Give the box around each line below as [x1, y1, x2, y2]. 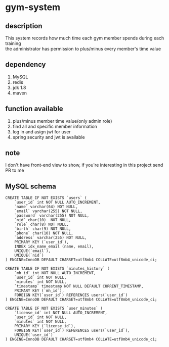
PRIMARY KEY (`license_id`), [14, 324, 76, 329]
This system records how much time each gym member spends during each [5, 35, 164, 41]
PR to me [5, 167, 24, 173]
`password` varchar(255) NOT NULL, [14, 213, 90, 218]
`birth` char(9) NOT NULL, [14, 226, 71, 231]
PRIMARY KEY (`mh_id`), [14, 288, 65, 293]
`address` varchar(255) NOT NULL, [14, 235, 87, 240]
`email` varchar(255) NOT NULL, [14, 209, 82, 214]
